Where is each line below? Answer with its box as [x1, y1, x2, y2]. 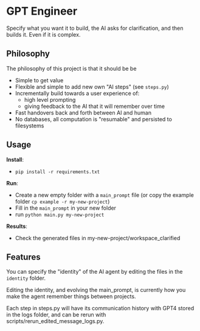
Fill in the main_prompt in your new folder [15, 204, 117, 212]
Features [6, 252, 41, 262]
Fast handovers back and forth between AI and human [15, 109, 152, 116]
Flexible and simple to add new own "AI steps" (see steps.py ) [15, 83, 169, 90]
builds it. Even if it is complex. [6, 30, 81, 38]
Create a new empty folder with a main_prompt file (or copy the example [15, 191, 195, 199]
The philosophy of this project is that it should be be [6, 65, 137, 72]
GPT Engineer [6, 4, 78, 18]
